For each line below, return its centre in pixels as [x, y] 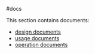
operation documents [41, 45]
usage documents [37, 38]
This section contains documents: [48, 20]
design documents [38, 32]
